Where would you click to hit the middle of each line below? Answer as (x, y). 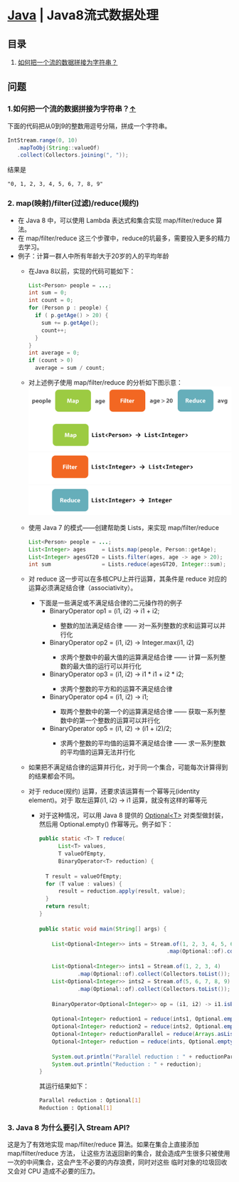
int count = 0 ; (51, 301)
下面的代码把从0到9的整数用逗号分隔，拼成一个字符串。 (89, 125)
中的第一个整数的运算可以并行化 (113, 720)
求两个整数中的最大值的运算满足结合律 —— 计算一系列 (140, 658)
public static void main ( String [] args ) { (103, 929)
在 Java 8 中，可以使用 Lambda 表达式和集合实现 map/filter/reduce (116, 220)
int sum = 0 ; (48, 293)
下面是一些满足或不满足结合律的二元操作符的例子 (111, 603)
